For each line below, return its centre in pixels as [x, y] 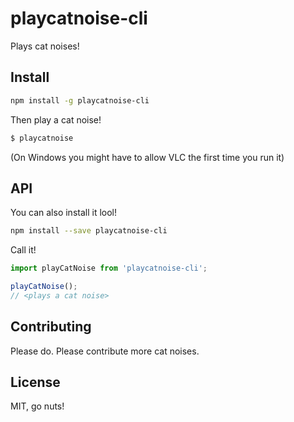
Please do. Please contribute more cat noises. [105, 351]
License [35, 382]
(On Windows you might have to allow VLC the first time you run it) [147, 157]
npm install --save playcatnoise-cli [89, 231]
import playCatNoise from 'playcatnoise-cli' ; [109, 268]
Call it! [23, 250]
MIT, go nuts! [37, 406]
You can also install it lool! [64, 213]
